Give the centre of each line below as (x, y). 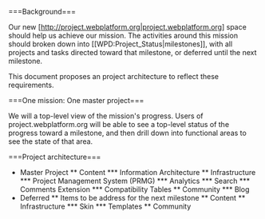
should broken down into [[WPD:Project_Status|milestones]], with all (121, 44)
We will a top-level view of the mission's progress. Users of (106, 116)
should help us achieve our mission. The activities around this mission (123, 36)
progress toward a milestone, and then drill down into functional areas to (128, 133)
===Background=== (42, 12)
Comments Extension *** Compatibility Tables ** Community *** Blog (134, 189)
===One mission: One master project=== (76, 100)
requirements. (31, 85)
